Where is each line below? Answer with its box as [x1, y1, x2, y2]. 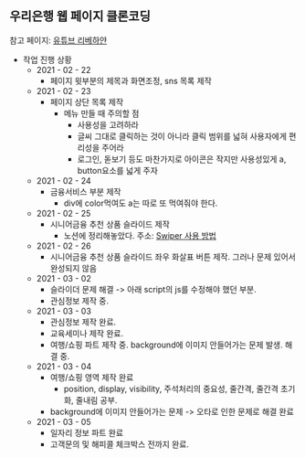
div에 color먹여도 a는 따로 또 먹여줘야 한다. [63, 197, 218, 208]
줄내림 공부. [76, 394, 118, 405]
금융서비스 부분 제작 [49, 186, 121, 197]
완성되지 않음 [49, 262, 98, 273]
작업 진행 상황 [22, 54, 72, 65]
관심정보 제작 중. [49, 295, 110, 306]
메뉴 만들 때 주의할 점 [63, 108, 140, 119]
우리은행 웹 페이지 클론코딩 [9, 8, 151, 25]
